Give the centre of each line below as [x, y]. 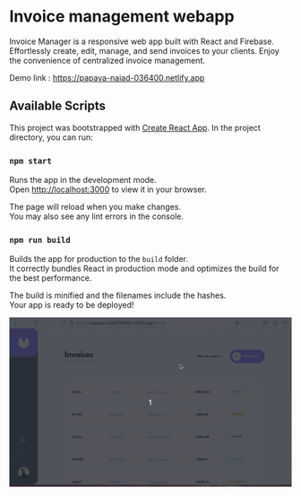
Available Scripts [57, 106]
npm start [30, 161]
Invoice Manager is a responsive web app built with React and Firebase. [142, 41]
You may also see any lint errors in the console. [96, 216]
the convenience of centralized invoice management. [107, 60]
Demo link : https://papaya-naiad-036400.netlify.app [107, 77]
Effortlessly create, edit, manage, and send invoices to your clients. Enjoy [144, 50]
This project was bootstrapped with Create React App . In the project [135, 127]
